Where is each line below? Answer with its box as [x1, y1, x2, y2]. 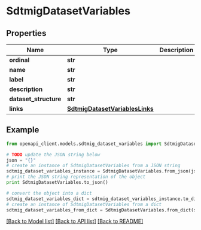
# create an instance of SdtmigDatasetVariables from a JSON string [6, 163, 181, 169]
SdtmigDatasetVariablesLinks [66, 105, 154, 113]
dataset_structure [9, 95, 62, 103]
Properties [6, 28, 47, 38]
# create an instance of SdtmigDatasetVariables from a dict [6, 201, 162, 207]
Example [6, 125, 39, 135]
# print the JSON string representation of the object [6, 174, 146, 180]
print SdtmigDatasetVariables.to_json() [6, 180, 109, 186]
